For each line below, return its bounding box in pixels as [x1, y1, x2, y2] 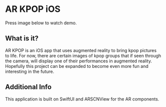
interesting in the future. [5, 68, 55, 74]
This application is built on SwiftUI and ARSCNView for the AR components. [5, 96, 160, 102]
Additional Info [5, 83, 52, 91]
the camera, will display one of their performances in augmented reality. [5, 58, 152, 64]
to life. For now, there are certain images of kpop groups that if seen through [5, 53, 162, 58]
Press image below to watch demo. [5, 20, 77, 26]
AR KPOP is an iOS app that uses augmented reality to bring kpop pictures [5, 47, 157, 53]
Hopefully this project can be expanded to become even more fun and [5, 63, 149, 69]
